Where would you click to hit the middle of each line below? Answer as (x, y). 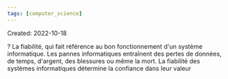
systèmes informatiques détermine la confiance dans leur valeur (99, 68)
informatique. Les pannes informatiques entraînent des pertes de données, (115, 54)
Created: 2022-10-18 (37, 33)
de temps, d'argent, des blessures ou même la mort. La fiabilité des (104, 61)
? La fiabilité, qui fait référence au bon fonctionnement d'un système (105, 46)
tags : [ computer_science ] (44, 13)
